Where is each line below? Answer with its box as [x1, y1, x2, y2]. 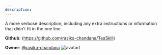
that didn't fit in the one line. [5, 25, 62, 32]
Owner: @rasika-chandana [5, 44, 60, 50]
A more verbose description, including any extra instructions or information [5, 20, 157, 26]
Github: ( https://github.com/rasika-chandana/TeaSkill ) [5, 35, 115, 41]
